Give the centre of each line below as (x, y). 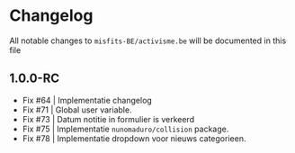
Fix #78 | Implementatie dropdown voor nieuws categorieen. (134, 138)
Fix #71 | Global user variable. (77, 110)
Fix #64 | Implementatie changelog (87, 100)
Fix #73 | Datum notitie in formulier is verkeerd (108, 119)
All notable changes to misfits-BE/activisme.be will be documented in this (148, 40)
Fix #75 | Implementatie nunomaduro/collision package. (125, 129)
